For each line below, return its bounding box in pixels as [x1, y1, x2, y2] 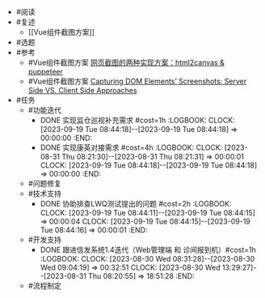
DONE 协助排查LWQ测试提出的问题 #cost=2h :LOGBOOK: [40, 199, 232, 208]
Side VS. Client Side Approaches [27, 86, 137, 95]
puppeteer [27, 67, 63, 76]
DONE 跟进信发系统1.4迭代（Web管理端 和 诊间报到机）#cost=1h [40, 245, 257, 254]
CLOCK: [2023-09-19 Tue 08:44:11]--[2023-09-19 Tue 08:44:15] [40, 208, 256, 217]
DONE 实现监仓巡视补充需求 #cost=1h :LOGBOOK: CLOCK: [40, 116, 236, 125]
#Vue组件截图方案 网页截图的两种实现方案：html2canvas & [27, 57, 225, 67]
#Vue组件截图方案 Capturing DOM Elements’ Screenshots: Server [27, 76, 247, 86]
